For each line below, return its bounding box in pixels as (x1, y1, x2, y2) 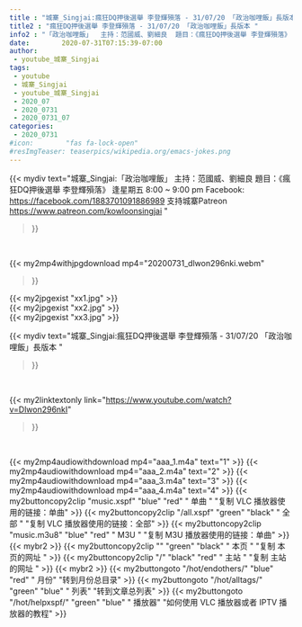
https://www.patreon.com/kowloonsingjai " (9, 205, 168, 216)
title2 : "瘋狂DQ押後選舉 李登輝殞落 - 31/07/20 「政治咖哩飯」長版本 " (9, 22, 259, 31)
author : (9, 47, 39, 56)
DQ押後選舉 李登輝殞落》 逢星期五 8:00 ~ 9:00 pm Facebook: (16, 184, 245, 194)
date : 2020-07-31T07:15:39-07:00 (9, 38, 164, 48)
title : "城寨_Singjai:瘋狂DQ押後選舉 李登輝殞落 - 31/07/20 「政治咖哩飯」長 (9, 13, 283, 22)
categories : (9, 122, 54, 131)
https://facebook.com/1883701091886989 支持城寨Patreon (9, 195, 227, 206)
